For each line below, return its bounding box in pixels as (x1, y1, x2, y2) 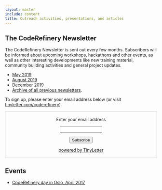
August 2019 (12, 77, 38, 83)
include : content (5, 12, 40, 16)
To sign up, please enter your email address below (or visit (5, 96, 121, 102)
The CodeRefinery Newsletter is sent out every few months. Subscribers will (5, 47, 157, 53)
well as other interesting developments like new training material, (5, 57, 134, 63)
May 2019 (12, 72, 32, 78)
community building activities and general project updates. (5, 63, 122, 68)
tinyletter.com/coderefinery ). (5, 102, 62, 108)
